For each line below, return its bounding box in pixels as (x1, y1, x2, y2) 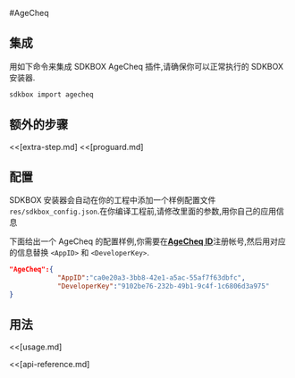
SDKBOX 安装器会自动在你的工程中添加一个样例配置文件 (9, 195, 216, 206)
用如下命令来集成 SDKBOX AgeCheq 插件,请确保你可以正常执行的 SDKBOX (9, 61, 284, 71)
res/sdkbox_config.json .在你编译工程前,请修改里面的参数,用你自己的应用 (9, 206, 277, 217)
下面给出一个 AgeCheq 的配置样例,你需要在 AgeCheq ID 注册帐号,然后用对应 (9, 236, 286, 247)
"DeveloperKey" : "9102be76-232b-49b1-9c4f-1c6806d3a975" (56, 281, 270, 291)
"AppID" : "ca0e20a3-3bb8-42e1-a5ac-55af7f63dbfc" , (56, 273, 246, 282)
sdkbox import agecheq (9, 89, 94, 99)
